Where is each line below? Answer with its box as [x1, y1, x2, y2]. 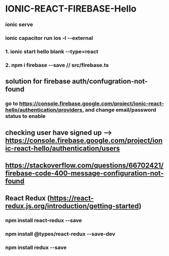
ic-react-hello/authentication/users [5, 144, 120, 153]
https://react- [49, 194, 94, 203]
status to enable [5, 113, 46, 120]
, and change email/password [82, 106, 156, 113]
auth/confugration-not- [72, 77, 148, 86]
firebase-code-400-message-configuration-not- [5, 169, 164, 177]
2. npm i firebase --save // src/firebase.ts [5, 61, 109, 69]
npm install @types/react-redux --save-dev [5, 230, 116, 237]
